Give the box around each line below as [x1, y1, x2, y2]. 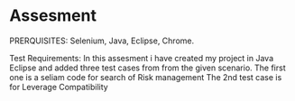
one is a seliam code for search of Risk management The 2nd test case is [9, 71, 282, 82]
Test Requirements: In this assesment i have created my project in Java [9, 52, 273, 63]
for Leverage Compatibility [9, 81, 108, 92]
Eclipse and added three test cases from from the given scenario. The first [9, 62, 286, 73]
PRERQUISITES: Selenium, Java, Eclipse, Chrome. [9, 35, 195, 46]
